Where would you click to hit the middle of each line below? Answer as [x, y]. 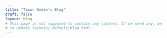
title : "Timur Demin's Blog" [35, 10]
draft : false [19, 14]
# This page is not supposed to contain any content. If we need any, [80, 23]
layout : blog [19, 19]
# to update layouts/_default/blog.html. [49, 28]
